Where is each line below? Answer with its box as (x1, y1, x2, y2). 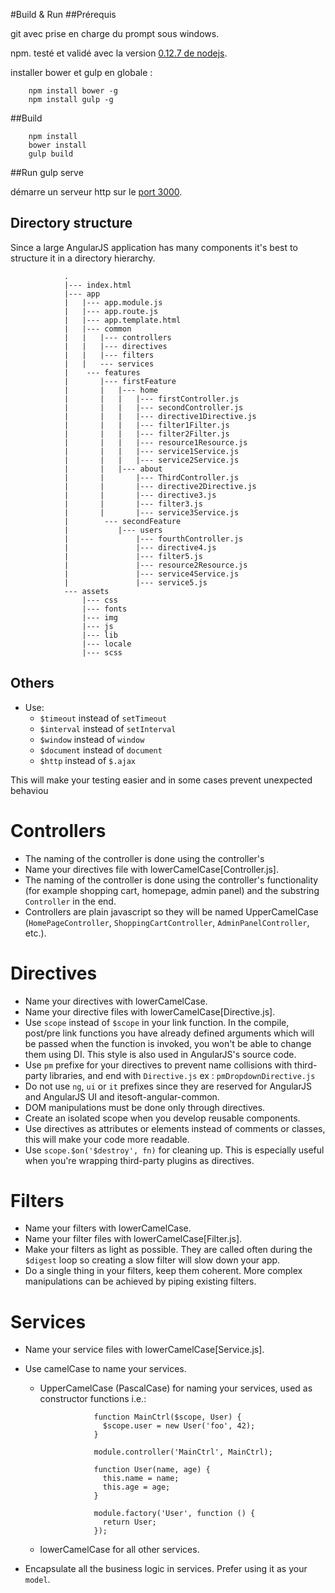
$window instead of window (39, 733, 145, 745)
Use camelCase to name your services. (24, 1363, 187, 1375)
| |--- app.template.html (63, 315, 182, 325)
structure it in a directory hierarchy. (10, 252, 156, 264)
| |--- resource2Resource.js (63, 560, 248, 570)
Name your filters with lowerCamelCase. (24, 1222, 192, 1234)
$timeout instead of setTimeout (39, 712, 168, 724)
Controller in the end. (24, 895, 117, 907)
